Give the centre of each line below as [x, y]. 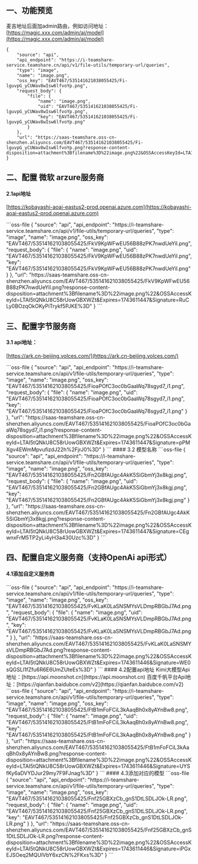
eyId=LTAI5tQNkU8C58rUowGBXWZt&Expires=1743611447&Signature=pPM [98, 442]
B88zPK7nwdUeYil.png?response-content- [58, 287]
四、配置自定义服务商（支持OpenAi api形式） [89, 558]
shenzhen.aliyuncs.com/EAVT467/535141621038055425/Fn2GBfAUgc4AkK [98, 513]
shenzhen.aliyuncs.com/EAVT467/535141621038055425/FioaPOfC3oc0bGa [99, 424]
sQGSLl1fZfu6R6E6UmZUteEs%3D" [49, 669]
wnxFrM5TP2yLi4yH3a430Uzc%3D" [51, 538]
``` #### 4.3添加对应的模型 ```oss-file [144, 773]
